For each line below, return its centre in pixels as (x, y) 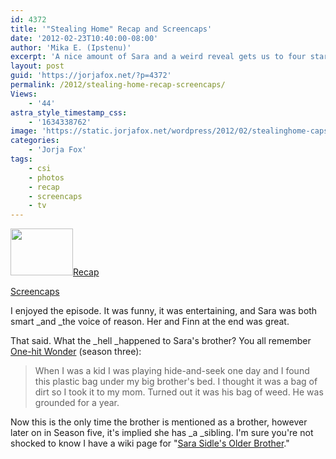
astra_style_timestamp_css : (69, 112)
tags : (21, 159)
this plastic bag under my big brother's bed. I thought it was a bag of (176, 382)
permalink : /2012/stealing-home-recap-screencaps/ (118, 85)
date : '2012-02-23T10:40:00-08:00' (84, 38)
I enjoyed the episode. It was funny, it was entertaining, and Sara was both (164, 311)
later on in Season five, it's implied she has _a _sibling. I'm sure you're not (162, 433)
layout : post (37, 66)
